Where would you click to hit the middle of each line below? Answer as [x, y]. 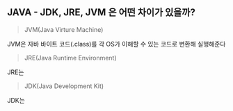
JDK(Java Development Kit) [64, 86]
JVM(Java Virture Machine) [64, 29]
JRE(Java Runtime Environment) [70, 58]
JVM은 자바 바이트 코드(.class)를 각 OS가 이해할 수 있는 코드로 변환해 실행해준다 [116, 44]
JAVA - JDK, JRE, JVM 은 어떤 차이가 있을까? [102, 12]
